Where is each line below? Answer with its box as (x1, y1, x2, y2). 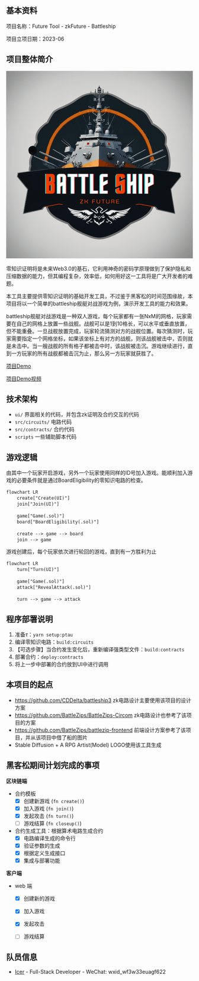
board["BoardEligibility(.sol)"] (17, 519, 99, 525)
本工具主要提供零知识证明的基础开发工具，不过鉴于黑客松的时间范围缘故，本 (6, 292, 193, 299)
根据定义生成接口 (23, 850, 66, 857)
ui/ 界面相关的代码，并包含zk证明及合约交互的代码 (14, 411, 139, 418)
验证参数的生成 (23, 842, 60, 849)
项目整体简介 (6, 54, 53, 64)
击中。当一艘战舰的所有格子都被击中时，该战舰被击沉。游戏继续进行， (16, 342, 188, 349)
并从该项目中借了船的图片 (25, 734, 88, 741)
